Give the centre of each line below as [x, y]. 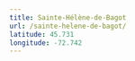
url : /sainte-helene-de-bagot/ [68, 26]
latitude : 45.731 [42, 34]
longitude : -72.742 [46, 43]
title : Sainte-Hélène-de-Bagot [68, 17]
